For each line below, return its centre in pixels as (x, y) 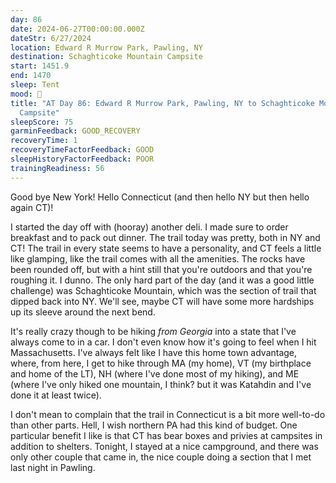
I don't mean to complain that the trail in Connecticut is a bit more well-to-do (168, 414)
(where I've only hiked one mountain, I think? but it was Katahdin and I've (161, 384)
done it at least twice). (56, 395)
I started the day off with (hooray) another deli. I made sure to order (149, 227)
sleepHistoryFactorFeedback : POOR (82, 159)
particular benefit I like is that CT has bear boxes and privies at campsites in (166, 435)
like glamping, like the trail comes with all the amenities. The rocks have (158, 258)
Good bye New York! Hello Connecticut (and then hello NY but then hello (160, 197)
